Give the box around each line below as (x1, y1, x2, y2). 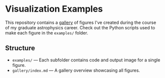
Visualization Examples (5, 3, 103, 15)
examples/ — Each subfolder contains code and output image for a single (12, 57, 161, 63)
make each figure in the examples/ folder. (5, 30, 89, 36)
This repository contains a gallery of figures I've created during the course (5, 19, 157, 25)
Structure (5, 44, 35, 52)
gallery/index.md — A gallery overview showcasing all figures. (12, 67, 140, 73)
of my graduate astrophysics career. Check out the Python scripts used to (5, 24, 155, 30)
